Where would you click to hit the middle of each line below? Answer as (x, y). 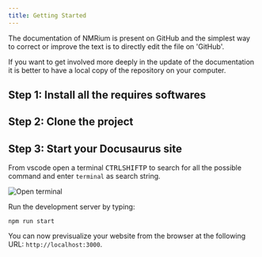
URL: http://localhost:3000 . (55, 244)
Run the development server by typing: (72, 207)
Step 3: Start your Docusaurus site (95, 148)
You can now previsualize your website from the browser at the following (127, 236)
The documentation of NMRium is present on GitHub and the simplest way (129, 38)
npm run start (32, 221)
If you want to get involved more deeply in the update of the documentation (131, 62)
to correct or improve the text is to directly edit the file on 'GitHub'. (116, 46)
